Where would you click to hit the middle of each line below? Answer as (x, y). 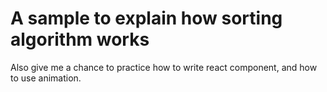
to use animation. (46, 78)
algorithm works (80, 39)
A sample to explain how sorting (146, 18)
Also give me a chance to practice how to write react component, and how (164, 67)
